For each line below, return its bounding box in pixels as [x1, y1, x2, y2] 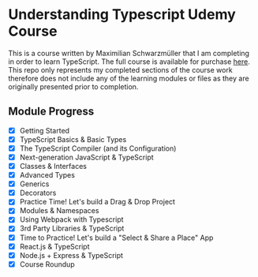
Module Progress [8, 105, 95, 118]
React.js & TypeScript [19, 241, 90, 251]
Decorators [19, 188, 57, 198]
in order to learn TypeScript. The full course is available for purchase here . [8, 57, 251, 66]
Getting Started [19, 125, 69, 135]
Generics [19, 179, 50, 189]
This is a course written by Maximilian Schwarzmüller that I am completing [8, 48, 250, 58]
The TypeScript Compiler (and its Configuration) [19, 144, 177, 153]
